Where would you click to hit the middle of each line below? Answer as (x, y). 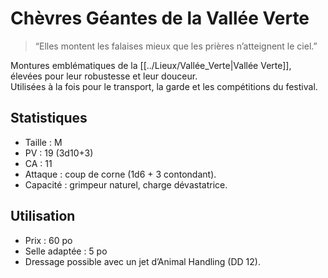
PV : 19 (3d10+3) (59, 153)
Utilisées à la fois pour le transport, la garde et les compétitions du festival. (164, 86)
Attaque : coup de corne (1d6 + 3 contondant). (120, 174)
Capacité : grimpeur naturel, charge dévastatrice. (126, 184)
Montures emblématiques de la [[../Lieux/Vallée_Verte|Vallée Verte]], (151, 65)
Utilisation (43, 216)
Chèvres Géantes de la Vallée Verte (160, 18)
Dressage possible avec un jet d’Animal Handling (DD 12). (142, 261)
